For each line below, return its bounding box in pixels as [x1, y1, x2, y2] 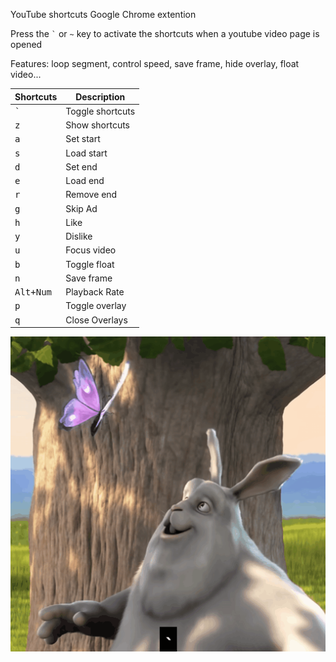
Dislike [65, 230, 93, 242]
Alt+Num [14, 287, 53, 298]
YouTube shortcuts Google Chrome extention [10, 9, 197, 20]
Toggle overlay [65, 300, 127, 312]
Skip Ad [65, 202, 98, 214]
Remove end [65, 189, 118, 201]
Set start [65, 133, 101, 145]
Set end [65, 160, 98, 173]
